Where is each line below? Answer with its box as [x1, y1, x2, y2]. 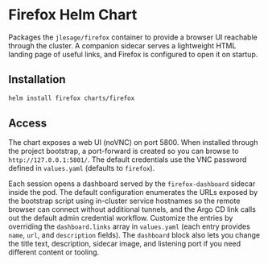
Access [8, 117, 47, 130]
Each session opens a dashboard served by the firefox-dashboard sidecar [8, 179, 256, 188]
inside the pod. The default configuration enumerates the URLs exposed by [8, 188, 258, 197]
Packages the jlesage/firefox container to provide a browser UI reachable [8, 32, 258, 42]
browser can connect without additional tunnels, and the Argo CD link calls [8, 205, 256, 214]
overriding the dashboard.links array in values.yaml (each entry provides [8, 222, 251, 231]
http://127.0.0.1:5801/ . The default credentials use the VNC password [8, 155, 247, 164]
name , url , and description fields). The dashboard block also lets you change [8, 230, 261, 240]
